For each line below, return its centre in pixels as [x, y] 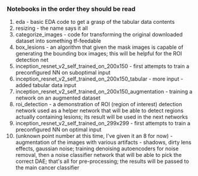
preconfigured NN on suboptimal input [63, 73]
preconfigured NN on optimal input [58, 129]
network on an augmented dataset [58, 98]
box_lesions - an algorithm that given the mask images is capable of [99, 47]
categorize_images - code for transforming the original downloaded [99, 35]
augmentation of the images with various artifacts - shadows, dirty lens [103, 143]
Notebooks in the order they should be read [71, 9]
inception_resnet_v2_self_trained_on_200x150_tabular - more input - [99, 79]
